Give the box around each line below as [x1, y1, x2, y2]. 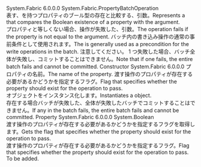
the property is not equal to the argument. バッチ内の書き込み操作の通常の [6, 33, 190, 40]
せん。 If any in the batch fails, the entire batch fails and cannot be [16, 107, 179, 114]
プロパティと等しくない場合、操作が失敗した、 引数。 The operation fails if [6, 26, 188, 32]
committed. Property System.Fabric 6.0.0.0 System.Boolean [6, 114, 154, 120]
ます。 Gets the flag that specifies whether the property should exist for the [6, 128, 191, 135]
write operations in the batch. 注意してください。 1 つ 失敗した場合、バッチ [6, 48, 190, 55]
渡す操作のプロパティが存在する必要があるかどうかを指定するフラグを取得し [6, 121, 196, 127]
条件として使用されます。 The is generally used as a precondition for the [11, 41, 189, 47]
